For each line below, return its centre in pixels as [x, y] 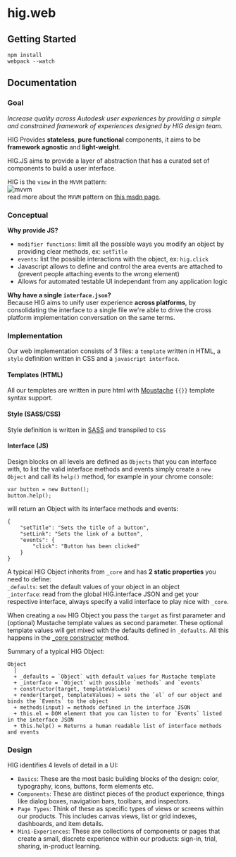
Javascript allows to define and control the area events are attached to [120, 266]
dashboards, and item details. [61, 824]
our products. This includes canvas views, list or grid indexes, [107, 816]
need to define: [29, 579]
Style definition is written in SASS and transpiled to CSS [87, 430]
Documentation [42, 83]
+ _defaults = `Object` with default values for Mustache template [115, 677]
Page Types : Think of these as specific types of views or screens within [120, 809]
